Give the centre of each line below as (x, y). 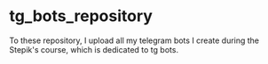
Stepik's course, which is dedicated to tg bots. (94, 49)
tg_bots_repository (81, 16)
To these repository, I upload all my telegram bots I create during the (134, 40)
